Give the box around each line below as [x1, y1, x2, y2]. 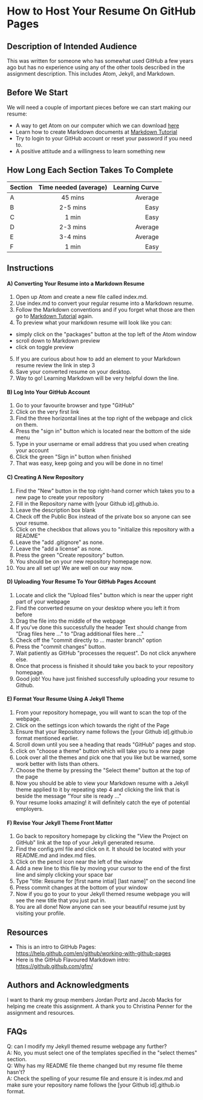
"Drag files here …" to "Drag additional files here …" [15, 630, 144, 637]
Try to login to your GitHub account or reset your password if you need [15, 134, 192, 142]
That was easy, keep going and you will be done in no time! [15, 460, 164, 467]
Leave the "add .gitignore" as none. [15, 539, 105, 546]
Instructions [7, 263, 54, 273]
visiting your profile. [15, 909, 66, 917]
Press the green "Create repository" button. [15, 551, 124, 558]
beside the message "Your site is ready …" [15, 793, 121, 800]
